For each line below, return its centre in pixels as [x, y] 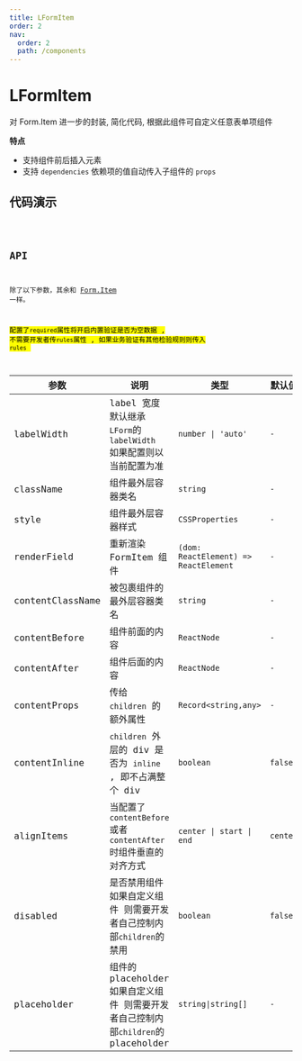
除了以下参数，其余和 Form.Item [63, 290]
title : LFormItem [42, 18]
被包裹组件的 [137, 588]
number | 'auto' [213, 434]
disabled [36, 916]
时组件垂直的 [137, 852]
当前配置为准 [137, 467]
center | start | [215, 831]
